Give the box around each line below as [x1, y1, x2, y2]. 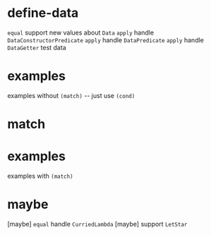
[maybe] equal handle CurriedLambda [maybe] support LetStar [7, 219, 188, 228]
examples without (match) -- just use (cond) [7, 91, 135, 100]
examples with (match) [7, 171, 73, 180]
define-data [7, 5, 79, 21]
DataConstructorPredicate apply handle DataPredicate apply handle [7, 35, 205, 44]
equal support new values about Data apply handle [7, 28, 154, 37]
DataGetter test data [7, 43, 66, 52]
